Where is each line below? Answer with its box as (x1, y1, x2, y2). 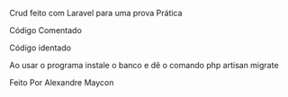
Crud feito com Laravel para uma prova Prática (9, 8, 183, 18)
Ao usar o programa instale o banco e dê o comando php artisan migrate (9, 60, 279, 70)
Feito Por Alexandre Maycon (9, 77, 114, 88)
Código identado (9, 42, 72, 53)
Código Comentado (9, 25, 83, 35)
